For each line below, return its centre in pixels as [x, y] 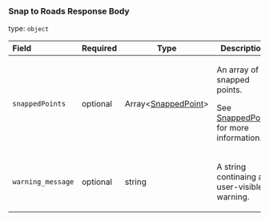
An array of [237, 70]
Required [99, 48]
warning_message [43, 182]
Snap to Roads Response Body [69, 11]
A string [231, 167]
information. [239, 138]
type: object [29, 29]
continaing [237, 177]
